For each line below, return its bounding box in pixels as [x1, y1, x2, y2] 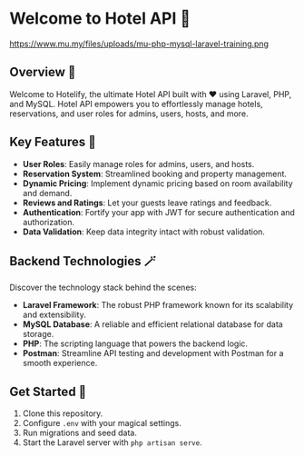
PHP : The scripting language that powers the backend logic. [22, 338, 248, 349]
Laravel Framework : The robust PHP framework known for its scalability [22, 300, 294, 311]
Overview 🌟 [9, 65, 76, 80]
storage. [22, 329, 54, 340]
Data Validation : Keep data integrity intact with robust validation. [22, 226, 266, 237]
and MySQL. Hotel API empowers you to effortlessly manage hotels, [9, 98, 263, 109]
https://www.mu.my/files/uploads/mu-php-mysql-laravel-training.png [9, 38, 270, 49]
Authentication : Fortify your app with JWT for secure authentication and [22, 206, 295, 217]
